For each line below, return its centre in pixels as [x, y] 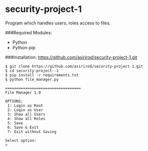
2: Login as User [25, 110]
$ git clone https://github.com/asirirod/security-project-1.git [74, 66]
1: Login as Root [25, 106]
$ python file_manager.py [32, 79]
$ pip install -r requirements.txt [42, 75]
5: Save [15, 123]
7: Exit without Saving [32, 132]
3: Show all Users [26, 114]
